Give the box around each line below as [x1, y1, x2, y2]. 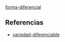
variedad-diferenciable [12, 32, 60, 38]
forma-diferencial [5, 4, 41, 10]
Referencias [5, 18, 44, 27]
